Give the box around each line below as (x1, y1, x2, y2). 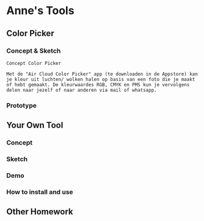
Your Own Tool (6, 120, 64, 130)
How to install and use (6, 187, 73, 196)
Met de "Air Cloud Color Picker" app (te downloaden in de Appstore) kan (6, 71, 199, 77)
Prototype (6, 101, 37, 110)
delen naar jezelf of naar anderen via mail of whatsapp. (6, 87, 157, 93)
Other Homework (6, 206, 73, 217)
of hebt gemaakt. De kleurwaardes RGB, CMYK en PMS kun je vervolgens (6, 81, 190, 88)
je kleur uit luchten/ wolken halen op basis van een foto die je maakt (6, 76, 195, 83)
